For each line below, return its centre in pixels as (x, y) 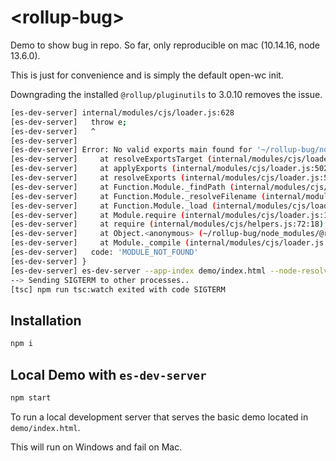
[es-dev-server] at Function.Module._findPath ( (122, 187)
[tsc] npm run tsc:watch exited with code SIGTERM (118, 289)
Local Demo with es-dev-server (108, 374)
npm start (31, 397)
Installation (46, 320)
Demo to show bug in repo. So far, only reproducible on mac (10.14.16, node (165, 45)
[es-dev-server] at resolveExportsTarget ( (111, 159)
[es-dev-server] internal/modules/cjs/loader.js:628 (122, 112)
